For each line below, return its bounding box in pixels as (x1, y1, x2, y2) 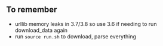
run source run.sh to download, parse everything (14, 32, 136, 40)
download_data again (14, 27, 67, 34)
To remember (6, 5, 57, 15)
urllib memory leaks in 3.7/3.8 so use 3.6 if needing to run (14, 20, 157, 27)
